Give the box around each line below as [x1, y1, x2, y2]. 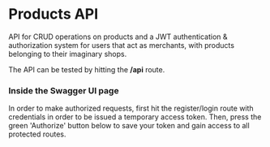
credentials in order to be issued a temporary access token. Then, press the [8, 112, 262, 122]
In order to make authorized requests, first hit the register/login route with [8, 103, 254, 114]
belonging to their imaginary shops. [8, 49, 127, 58]
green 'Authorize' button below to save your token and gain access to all [8, 121, 250, 131]
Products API [8, 5, 99, 24]
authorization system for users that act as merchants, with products [8, 40, 235, 50]
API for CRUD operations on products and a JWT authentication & [8, 32, 229, 41]
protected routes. [8, 129, 66, 139]
